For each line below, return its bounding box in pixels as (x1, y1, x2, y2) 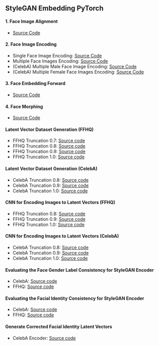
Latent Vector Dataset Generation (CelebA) (5, 165, 98, 171)
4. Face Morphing (5, 103, 43, 109)
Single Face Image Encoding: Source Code (12, 52, 102, 59)
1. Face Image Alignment (5, 18, 58, 24)
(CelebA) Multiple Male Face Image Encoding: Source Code (12, 63, 137, 69)
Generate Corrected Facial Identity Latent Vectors (5, 324, 112, 330)
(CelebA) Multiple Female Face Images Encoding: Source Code (12, 69, 144, 75)
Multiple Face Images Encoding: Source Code (12, 58, 108, 64)
